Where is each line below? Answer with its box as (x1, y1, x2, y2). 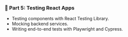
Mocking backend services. (11, 21, 69, 27)
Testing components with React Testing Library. (11, 16, 109, 22)
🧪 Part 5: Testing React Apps (4, 4, 75, 11)
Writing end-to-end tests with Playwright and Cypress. (11, 26, 123, 32)
